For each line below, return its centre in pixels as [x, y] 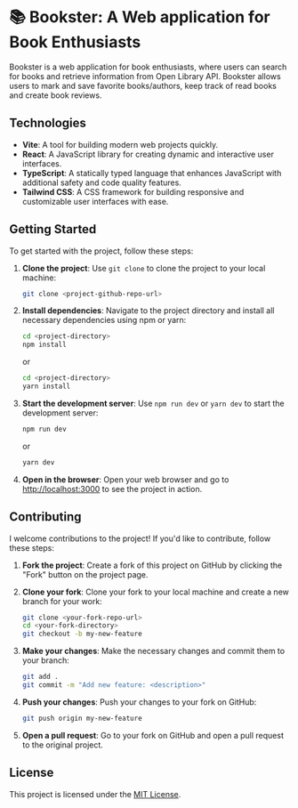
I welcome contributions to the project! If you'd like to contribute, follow [140, 538]
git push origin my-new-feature [82, 718]
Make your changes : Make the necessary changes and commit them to [153, 651]
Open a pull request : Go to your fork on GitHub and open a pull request [153, 735]
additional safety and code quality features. [102, 182]
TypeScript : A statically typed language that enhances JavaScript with [152, 173]
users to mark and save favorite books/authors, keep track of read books [143, 85]
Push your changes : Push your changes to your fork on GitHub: [139, 702]
